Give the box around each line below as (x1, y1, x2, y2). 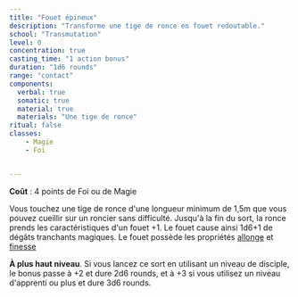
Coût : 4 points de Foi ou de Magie (9, 186, 137, 196)
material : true (17, 104, 74, 113)
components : (9, 79, 54, 88)
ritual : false (9, 121, 62, 130)
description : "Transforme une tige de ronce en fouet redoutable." (9, 21, 266, 30)
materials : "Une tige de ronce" (17, 112, 138, 121)
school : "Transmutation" (9, 29, 102, 38)
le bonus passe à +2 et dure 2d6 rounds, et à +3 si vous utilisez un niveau (9, 268, 281, 278)
